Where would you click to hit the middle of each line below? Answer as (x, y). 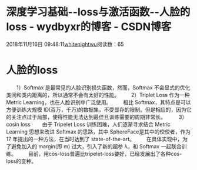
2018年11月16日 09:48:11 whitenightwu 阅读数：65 (65, 44)
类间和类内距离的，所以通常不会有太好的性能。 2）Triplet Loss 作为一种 (98, 95)
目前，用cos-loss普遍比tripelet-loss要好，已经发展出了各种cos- (105, 154)
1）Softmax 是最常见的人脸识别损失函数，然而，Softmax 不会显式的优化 (103, 87)
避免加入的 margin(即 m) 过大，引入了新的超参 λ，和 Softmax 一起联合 (96, 146)
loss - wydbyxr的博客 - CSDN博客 (89, 27)
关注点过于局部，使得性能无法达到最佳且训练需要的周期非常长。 (88, 117)
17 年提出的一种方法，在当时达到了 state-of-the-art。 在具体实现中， (94, 139)
